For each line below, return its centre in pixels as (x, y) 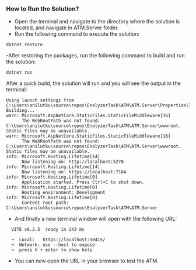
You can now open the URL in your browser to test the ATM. (86, 261)
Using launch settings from (40, 100)
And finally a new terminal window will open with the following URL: (96, 219)
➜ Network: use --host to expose (53, 245)
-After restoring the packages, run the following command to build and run (95, 56)
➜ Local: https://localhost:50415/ (59, 240)
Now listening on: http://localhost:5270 (73, 162)
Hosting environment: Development (64, 193)
